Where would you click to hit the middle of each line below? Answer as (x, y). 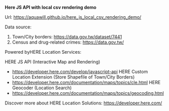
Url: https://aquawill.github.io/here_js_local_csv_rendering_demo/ (73, 17)
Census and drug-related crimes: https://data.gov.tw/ (68, 42)
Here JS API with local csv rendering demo (51, 7)
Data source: (18, 27)
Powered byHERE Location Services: (43, 52)
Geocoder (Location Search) (42, 88)
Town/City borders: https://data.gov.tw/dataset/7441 (67, 37)
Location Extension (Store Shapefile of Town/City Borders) (73, 77)
